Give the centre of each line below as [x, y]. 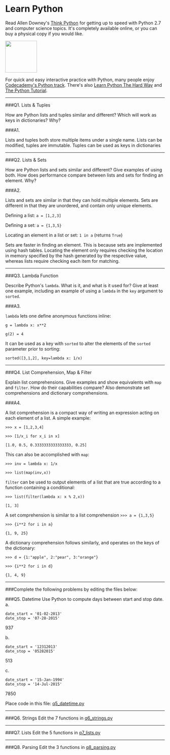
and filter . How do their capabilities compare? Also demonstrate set [78, 387]
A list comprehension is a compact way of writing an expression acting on [82, 413]
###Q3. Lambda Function [32, 276]
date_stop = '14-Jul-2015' [34, 684]
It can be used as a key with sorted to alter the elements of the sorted [78, 344]
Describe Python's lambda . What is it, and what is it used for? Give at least [82, 285]
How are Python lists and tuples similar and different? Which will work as [81, 115]
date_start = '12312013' [31, 647]
